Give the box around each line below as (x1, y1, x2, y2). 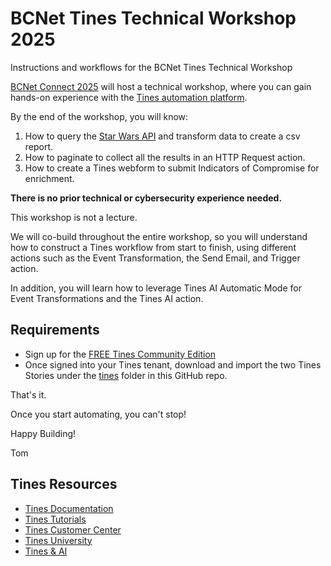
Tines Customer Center (24, 523, 122, 536)
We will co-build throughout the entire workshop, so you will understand (10, 230, 308, 242)
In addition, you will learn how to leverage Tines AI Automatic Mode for (10, 282, 302, 294)
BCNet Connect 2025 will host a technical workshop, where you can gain (10, 80, 312, 92)
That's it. (10, 388, 47, 401)
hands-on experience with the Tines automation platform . (10, 91, 248, 103)
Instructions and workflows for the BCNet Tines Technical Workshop (10, 61, 293, 73)
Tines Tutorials (24, 513, 87, 525)
